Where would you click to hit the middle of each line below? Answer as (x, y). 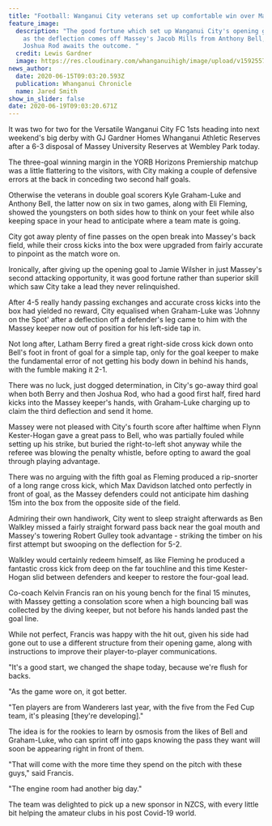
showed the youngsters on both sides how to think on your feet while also (132, 212)
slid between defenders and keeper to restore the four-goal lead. (140, 577)
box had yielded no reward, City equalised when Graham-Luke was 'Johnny (134, 311)
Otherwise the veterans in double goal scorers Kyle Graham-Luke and (125, 195)
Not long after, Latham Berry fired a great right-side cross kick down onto (131, 344)
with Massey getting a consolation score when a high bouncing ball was (128, 602)
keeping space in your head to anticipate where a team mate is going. (125, 221)
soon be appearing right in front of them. (76, 749)
